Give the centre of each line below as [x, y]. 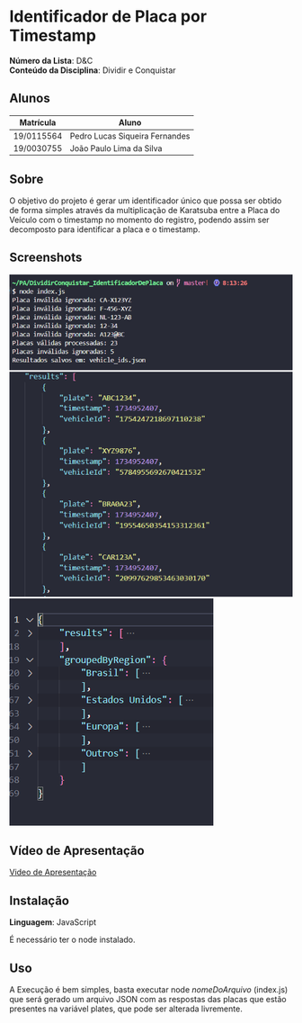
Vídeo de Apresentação [77, 851]
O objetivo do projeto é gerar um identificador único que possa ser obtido [146, 201]
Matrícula [38, 122]
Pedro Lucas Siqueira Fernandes [130, 136]
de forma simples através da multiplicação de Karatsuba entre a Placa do [145, 211]
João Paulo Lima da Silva [116, 148]
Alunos [30, 99]
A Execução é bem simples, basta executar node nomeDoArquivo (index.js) [149, 990]
